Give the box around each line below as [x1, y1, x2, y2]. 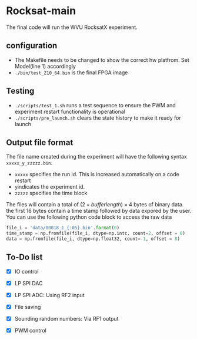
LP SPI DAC [14, 279, 43, 287]
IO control [14, 268, 39, 275]
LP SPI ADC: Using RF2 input [14, 291, 85, 298]
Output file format [6, 137, 74, 147]
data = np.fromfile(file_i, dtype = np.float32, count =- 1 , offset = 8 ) [6, 236, 181, 242]
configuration [6, 41, 58, 51]
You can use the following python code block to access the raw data [6, 213, 172, 220]
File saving [14, 304, 41, 310]
